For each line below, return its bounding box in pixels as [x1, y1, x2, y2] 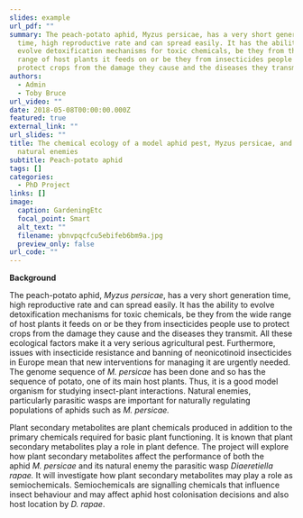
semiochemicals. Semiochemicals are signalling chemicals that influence [9, 479, 280, 491]
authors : [9, 72, 42, 81]
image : [9, 197, 34, 207]
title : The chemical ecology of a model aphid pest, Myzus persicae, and [9, 139, 293, 148]
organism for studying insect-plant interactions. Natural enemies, [9, 386, 251, 396]
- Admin [17, 80, 47, 89]
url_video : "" [9, 96, 63, 106]
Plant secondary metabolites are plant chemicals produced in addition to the [9, 423, 293, 433]
